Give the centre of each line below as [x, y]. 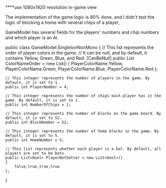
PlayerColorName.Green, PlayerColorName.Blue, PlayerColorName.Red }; [81, 69]
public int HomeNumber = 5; [35, 140]
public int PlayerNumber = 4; [37, 87]
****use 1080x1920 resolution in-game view [51, 7]
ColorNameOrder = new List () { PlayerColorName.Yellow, [64, 63]
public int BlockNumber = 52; [37, 122]
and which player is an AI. [32, 38]
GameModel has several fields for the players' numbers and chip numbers [82, 32]
